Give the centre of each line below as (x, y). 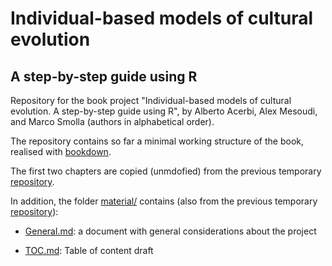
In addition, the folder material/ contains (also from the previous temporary (164, 201)
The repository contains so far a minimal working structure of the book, (157, 141)
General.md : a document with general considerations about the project (170, 231)
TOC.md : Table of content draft (89, 250)
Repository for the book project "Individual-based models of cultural (151, 100)
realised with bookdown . (61, 151)
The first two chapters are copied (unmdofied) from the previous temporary (166, 171)
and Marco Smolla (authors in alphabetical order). (112, 121)
